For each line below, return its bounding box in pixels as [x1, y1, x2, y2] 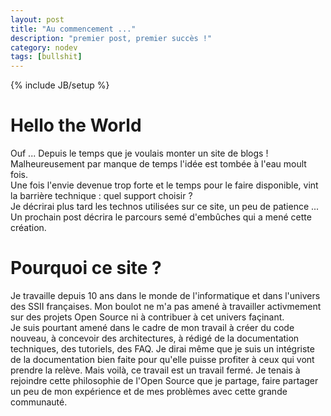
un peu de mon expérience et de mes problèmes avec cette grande [10, 386, 288, 397]
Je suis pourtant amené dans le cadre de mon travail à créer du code [10, 322, 295, 333]
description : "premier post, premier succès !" [10, 33, 213, 43]
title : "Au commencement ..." [10, 24, 137, 34]
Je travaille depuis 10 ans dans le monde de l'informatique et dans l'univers [10, 290, 321, 301]
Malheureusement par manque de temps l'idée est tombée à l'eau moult [10, 158, 307, 170]
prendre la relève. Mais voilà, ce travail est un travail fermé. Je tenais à [10, 364, 301, 376]
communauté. [10, 396, 68, 408]
